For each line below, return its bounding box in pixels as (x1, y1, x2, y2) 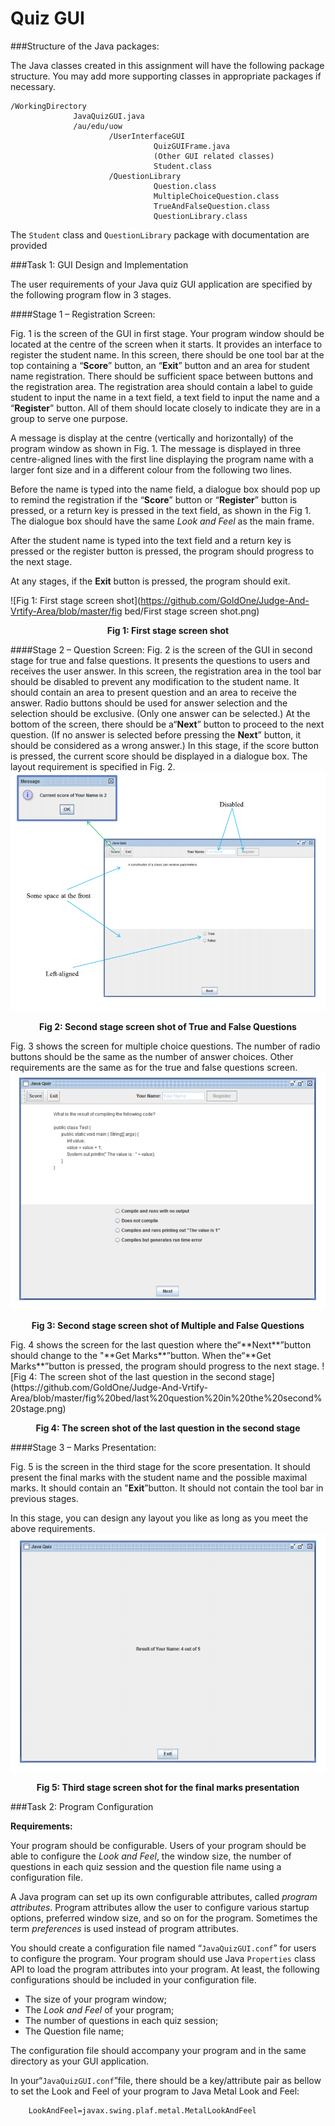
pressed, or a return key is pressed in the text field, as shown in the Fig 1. (10, 504, 312, 516)
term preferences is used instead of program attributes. (10, 1922, 239, 1934)
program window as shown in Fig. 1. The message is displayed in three (10, 442, 302, 454)
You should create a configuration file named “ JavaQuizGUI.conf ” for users (10, 1942, 317, 1954)
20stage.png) (10, 1402, 67, 1414)
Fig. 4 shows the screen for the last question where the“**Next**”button (10, 1338, 312, 1351)
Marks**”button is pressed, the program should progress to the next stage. (10, 1360, 320, 1372)
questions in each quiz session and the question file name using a (10, 1860, 282, 1872)
